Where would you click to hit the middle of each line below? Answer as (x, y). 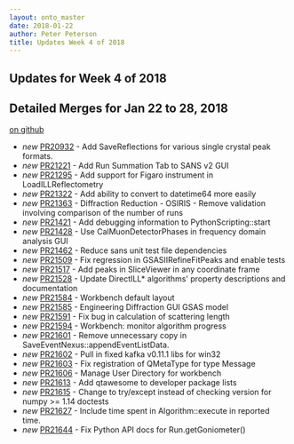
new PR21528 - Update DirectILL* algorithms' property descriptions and (154, 279)
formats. (37, 156)
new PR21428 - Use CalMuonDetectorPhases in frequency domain (144, 232)
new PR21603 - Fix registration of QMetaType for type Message (139, 364)
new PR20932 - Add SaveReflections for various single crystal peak (146, 147)
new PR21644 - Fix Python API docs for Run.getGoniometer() (134, 430)
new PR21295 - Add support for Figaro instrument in (118, 175)
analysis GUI (45, 242)
